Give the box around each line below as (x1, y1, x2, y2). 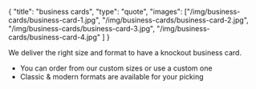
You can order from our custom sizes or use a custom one (19, 63, 213, 73)
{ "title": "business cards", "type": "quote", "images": (8, 7, 183, 16)
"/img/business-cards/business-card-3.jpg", (8, 24, 155, 33)
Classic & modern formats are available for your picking (19, 72, 204, 81)
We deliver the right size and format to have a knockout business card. (8, 48, 242, 57)
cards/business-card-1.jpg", (8, 15, 101, 25)
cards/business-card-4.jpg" (8, 32, 101, 42)
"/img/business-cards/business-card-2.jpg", (101, 15, 249, 25)
